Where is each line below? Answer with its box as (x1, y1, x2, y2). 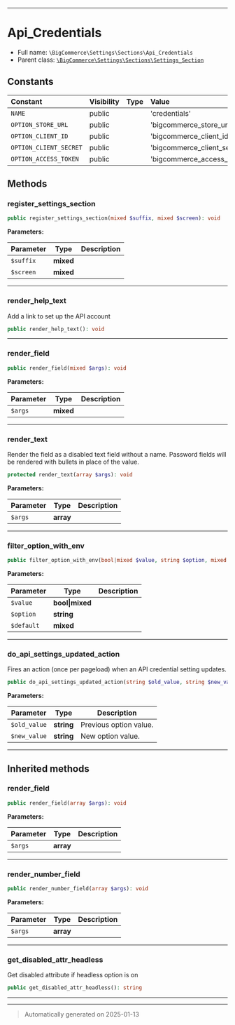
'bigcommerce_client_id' (150, 131, 231, 141)
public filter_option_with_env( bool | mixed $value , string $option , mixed (7, 557, 227, 564)
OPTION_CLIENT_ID (10, 132, 69, 140)
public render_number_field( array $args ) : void (7, 885, 149, 892)
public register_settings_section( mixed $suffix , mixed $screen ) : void (7, 215, 220, 222)
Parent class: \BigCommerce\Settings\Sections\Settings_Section (17, 55, 204, 64)
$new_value (10, 732, 47, 740)
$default (10, 622, 40, 629)
